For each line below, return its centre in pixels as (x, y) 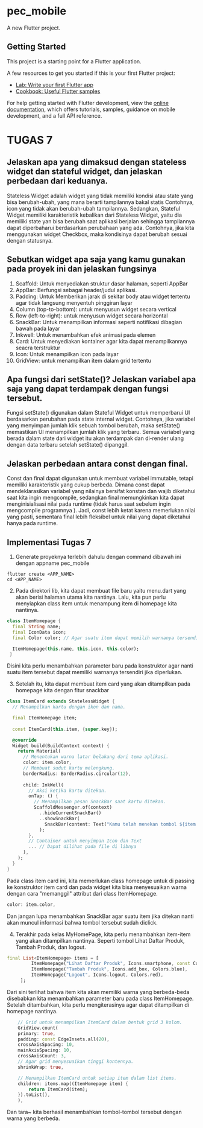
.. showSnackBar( (59, 818)
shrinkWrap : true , (41, 1067)
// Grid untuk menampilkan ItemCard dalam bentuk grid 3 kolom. (100, 1022)
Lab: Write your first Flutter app (55, 84)
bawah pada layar (38, 328)
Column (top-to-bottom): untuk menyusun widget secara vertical (96, 309)
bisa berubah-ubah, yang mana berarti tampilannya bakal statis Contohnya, (101, 202)
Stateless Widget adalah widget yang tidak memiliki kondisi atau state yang (100, 196)
